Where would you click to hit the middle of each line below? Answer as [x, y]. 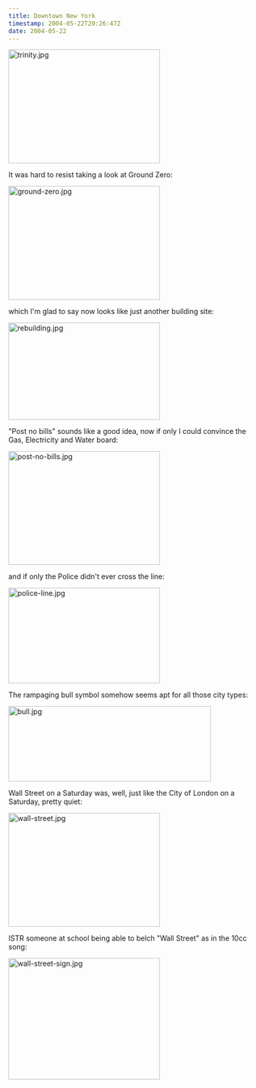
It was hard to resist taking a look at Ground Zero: [91, 175]
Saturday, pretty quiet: [46, 801]
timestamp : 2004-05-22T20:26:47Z [65, 23]
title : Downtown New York [52, 16]
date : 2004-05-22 [38, 31]
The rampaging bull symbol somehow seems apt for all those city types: [128, 695]
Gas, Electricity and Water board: [63, 440]
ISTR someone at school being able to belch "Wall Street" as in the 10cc [128, 938]
